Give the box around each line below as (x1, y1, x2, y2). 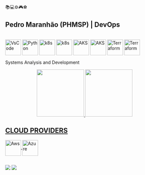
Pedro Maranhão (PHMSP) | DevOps (5, 21, 120, 29)
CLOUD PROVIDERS (5, 126, 68, 135)
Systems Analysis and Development (5, 59, 80, 65)
